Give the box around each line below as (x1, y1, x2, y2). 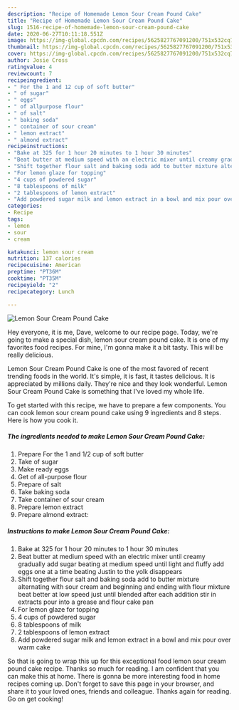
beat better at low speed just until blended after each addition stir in (17, 590, 217, 599)
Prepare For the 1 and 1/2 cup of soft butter (17, 450, 144, 459)
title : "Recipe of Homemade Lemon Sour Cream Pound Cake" (7, 17, 183, 24)
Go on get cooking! (7, 695, 64, 704)
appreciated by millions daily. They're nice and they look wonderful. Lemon (7, 379, 228, 388)
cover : (7, 51, 27, 58)
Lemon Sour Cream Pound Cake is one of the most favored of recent (7, 364, 208, 372)
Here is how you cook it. (7, 416, 78, 424)
